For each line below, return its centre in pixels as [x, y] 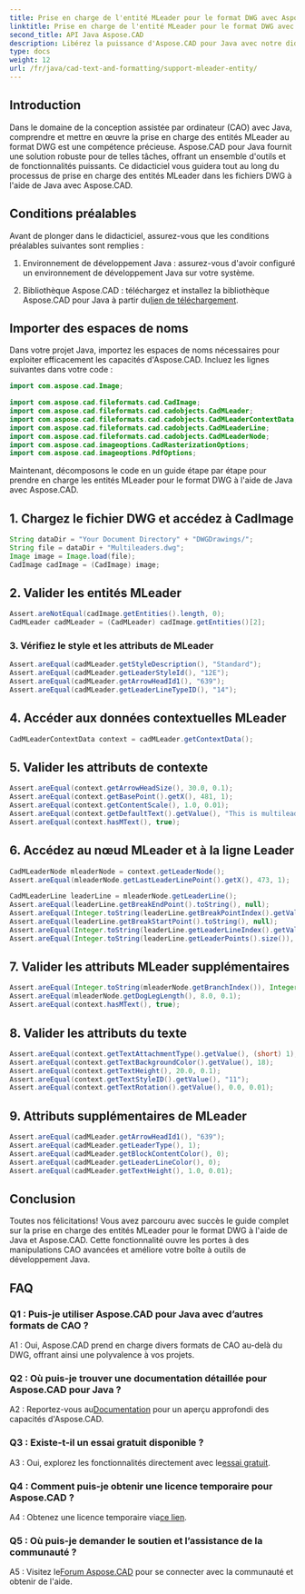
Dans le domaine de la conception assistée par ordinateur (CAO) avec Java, [151, 127]
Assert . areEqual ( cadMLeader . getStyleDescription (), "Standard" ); [135, 664]
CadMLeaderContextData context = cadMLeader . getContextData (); [132, 739]
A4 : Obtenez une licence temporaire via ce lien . [98, 1517]
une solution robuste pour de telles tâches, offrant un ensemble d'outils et [148, 156]
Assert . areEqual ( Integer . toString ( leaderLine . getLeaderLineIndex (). [142, 930]
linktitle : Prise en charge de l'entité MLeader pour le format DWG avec [152, 26]
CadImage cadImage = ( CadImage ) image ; [85, 564]
